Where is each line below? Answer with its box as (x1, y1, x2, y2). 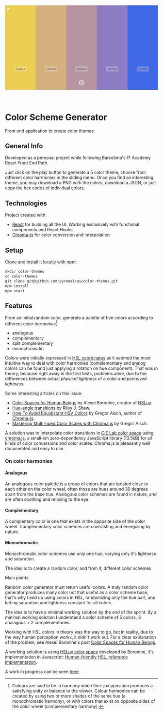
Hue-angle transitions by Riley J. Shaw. (12, 405, 91, 411)
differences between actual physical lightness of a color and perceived (5, 376, 147, 382)
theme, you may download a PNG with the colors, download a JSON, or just (5, 180, 156, 186)
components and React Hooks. (12, 227, 74, 233)
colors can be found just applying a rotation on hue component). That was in (5, 365, 158, 371)
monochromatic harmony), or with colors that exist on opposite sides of (12, 698, 155, 704)
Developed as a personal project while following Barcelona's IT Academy (5, 155, 151, 161)
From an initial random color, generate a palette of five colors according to (5, 315, 154, 320)
